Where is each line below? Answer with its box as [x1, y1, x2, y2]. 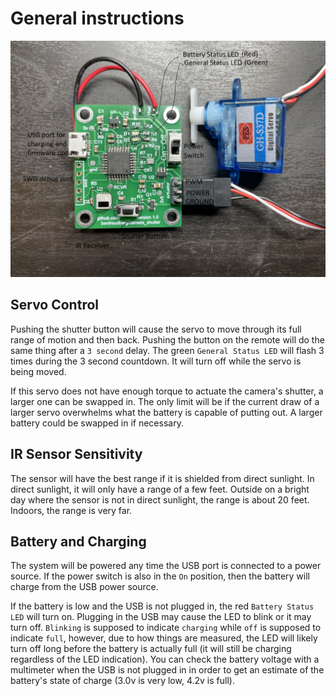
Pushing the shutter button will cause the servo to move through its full [10, 323, 302, 335]
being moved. [10, 365, 67, 377]
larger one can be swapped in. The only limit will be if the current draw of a [10, 395, 320, 407]
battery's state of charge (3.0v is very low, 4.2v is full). [10, 675, 235, 687]
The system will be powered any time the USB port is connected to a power [10, 560, 322, 572]
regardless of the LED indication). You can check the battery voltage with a [10, 653, 320, 666]
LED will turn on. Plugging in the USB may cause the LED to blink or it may [10, 611, 312, 623]
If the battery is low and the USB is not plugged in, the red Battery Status [10, 600, 315, 612]
